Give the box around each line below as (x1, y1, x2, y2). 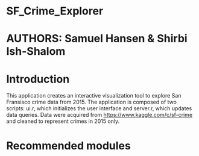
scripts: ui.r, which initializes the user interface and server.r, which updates (6, 105, 192, 112)
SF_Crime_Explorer (6, 4, 104, 18)
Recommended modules (6, 139, 131, 152)
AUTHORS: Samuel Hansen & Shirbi (6, 32, 188, 46)
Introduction (6, 72, 70, 86)
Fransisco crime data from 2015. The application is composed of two (6, 98, 177, 106)
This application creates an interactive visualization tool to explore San (6, 92, 182, 99)
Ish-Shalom (6, 45, 66, 58)
